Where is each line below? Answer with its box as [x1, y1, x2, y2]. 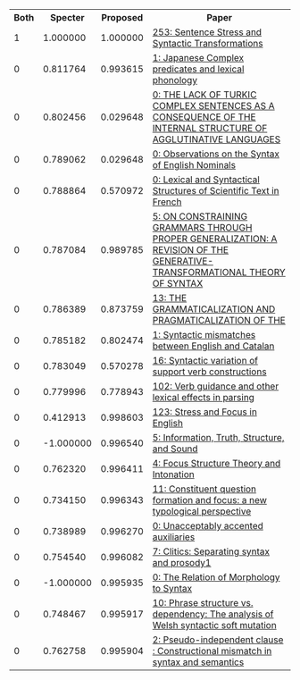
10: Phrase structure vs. [152, 597, 254, 609]
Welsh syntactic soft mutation [152, 619, 277, 631]
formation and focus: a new [152, 494, 268, 506]
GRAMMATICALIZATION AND [152, 303, 276, 315]
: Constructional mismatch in [152, 645, 272, 657]
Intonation [152, 468, 195, 481]
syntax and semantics [152, 656, 245, 668]
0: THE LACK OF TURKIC [152, 88, 257, 101]
